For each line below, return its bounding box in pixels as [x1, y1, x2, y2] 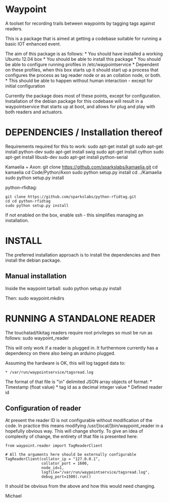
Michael [5, 493, 22, 499]
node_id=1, [41, 466, 65, 471]
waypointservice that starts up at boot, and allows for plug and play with [5, 103, 155, 109]
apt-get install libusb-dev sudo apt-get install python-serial [5, 154, 128, 160]
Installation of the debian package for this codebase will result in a [5, 98, 143, 104]
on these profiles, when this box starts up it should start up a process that [5, 67, 159, 73]
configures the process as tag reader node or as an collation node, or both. [5, 72, 161, 78]
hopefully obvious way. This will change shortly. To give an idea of [5, 428, 143, 434]
